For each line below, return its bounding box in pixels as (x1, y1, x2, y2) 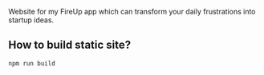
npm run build (8, 59, 56, 67)
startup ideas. (8, 15, 55, 25)
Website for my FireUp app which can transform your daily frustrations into (8, 7, 256, 16)
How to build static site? (8, 38, 132, 52)
